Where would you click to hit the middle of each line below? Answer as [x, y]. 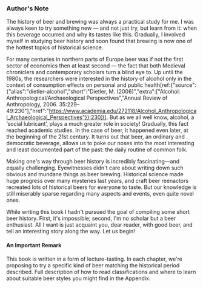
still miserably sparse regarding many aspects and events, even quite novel [100, 194]
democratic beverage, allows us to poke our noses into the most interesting [100, 143]
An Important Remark [34, 245]
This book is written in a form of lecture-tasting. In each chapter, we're [95, 259]
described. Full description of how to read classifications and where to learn [101, 272]
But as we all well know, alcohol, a [152, 117]
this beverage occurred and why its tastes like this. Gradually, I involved [96, 35]
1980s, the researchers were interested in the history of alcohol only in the [99, 79]
